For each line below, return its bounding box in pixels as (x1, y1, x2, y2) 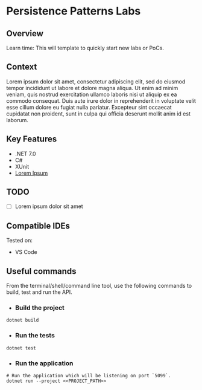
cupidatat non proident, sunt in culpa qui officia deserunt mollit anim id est (6, 110, 191, 117)
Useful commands (6, 266, 77, 276)
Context (6, 62, 37, 72)
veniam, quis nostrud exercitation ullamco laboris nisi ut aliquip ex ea (6, 91, 177, 98)
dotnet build (6, 317, 39, 323)
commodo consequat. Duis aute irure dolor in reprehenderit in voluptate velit (6, 97, 196, 104)
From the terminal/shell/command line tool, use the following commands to (6, 282, 192, 290)
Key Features (6, 134, 57, 145)
